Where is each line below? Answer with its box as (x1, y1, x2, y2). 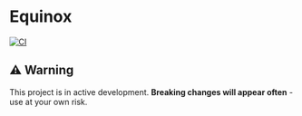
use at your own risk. (9, 96, 88, 107)
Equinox (9, 6, 73, 27)
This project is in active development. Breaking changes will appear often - (9, 86, 293, 97)
